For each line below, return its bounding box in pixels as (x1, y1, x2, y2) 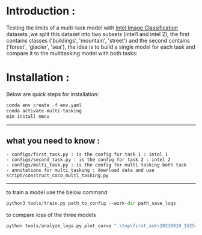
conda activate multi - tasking (6, 108, 82, 114)
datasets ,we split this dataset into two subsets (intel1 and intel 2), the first (6, 30, 189, 37)
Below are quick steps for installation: (6, 90, 99, 97)
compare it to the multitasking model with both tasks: (6, 49, 138, 56)
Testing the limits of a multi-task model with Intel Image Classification (6, 24, 179, 31)
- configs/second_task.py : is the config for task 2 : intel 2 (6, 157, 171, 163)
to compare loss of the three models (6, 212, 96, 219)
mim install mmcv (6, 113, 50, 120)
